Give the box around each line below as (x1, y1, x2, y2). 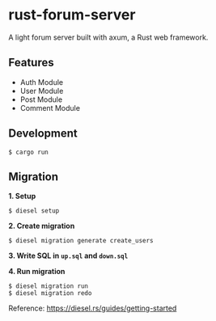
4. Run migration (8, 267, 66, 277)
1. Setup (8, 192, 36, 201)
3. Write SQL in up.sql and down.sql (8, 251, 129, 260)
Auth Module (19, 77, 63, 87)
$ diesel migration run (8, 282, 89, 290)
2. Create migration (8, 221, 75, 231)
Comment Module (19, 103, 81, 112)
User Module (19, 86, 64, 95)
